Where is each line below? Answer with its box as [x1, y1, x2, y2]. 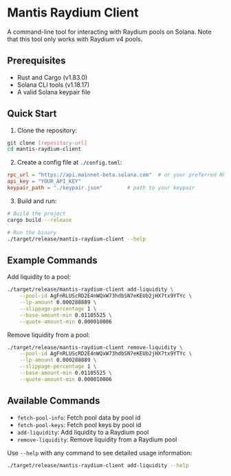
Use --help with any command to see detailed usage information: [7, 448, 192, 457]
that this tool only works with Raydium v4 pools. [7, 34, 143, 43]
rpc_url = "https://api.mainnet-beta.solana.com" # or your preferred [7, 172, 217, 178]
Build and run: [16, 196, 57, 205]
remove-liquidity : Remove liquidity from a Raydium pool [16, 435, 177, 444]
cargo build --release [7, 216, 72, 223]
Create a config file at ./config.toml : [16, 158, 122, 167]
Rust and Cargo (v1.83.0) [16, 73, 88, 81]
